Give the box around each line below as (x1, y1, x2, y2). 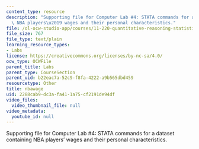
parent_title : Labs (6, 64, 54, 70)
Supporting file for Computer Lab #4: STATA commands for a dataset (6, 130, 175, 137)
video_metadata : (6, 108, 46, 114)
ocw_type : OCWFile (6, 58, 52, 64)
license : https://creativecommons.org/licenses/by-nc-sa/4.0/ (6, 53, 163, 59)
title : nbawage (6, 86, 44, 92)
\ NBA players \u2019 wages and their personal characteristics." (11, 20, 176, 26)
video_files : (6, 97, 38, 103)
